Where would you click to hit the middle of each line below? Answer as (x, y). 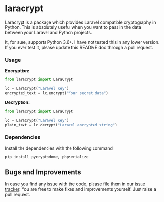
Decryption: (18, 102)
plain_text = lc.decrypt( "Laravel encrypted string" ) (61, 125)
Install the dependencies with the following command (59, 148)
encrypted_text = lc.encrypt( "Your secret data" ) (57, 93)
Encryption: (17, 71)
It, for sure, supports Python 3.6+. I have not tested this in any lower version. (82, 42)
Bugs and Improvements (43, 172)
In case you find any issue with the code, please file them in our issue (75, 184)
